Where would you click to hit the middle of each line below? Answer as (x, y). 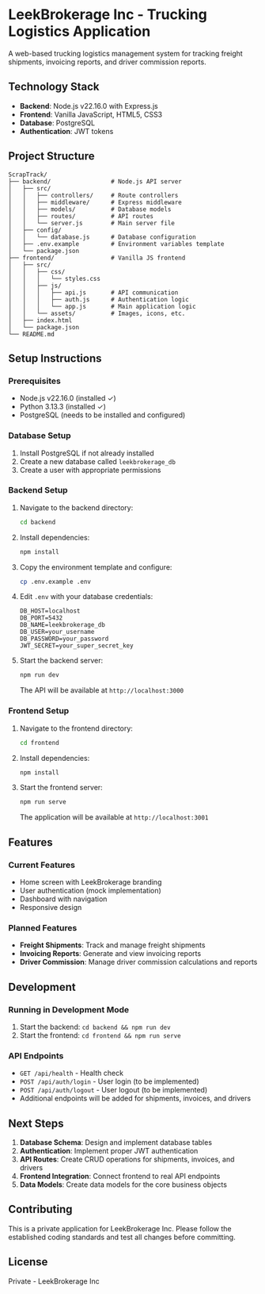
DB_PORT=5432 (41, 618)
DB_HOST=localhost (50, 611)
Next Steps (36, 1123)
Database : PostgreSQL (57, 123)
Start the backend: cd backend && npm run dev (95, 1027)
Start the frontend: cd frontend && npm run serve (100, 1035)
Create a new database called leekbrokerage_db (98, 461)
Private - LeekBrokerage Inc (54, 1281)
